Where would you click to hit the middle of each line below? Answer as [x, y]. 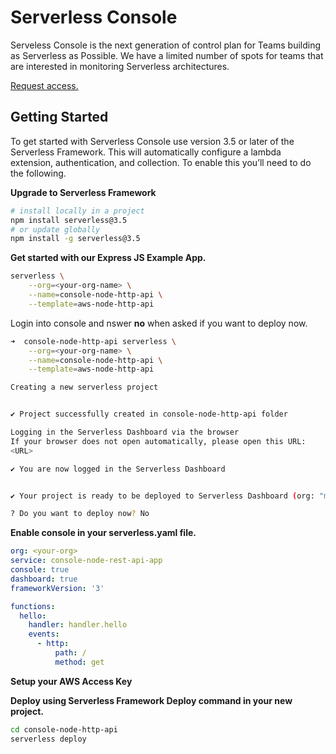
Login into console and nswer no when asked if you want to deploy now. [159, 323]
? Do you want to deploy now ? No [80, 514]
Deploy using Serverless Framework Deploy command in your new [151, 700]
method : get [79, 662]
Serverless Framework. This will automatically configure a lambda [146, 152]
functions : [33, 606]
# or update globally [55, 229]
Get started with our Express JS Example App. [108, 258]
